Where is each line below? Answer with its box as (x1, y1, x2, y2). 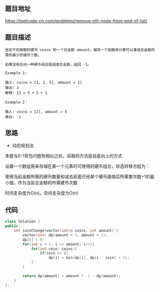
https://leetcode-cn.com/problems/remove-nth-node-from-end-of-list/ (5, 18, 147, 23)
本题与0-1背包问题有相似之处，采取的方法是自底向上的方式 (5, 153, 123, 159)
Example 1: (5, 70, 27, 76)
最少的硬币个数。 (12, 53, 41, 58)
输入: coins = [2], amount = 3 (5, 109, 67, 114)
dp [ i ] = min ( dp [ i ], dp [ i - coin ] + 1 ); (48, 255, 130, 260)
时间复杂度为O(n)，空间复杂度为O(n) (5, 190, 79, 196)
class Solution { (5, 219, 40, 224)
